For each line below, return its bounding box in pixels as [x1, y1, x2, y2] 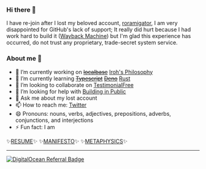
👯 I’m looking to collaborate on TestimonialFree [15, 81, 134, 88]
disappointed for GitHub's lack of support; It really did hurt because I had [6, 26, 191, 33]
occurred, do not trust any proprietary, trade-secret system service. [6, 39, 178, 47]
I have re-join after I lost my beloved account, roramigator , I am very [6, 20, 178, 27]
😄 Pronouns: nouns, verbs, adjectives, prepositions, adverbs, [15, 110, 172, 117]
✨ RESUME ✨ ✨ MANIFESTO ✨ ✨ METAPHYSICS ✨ [6, 137, 128, 145]
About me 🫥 [6, 54, 42, 63]
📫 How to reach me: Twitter [15, 101, 87, 108]
